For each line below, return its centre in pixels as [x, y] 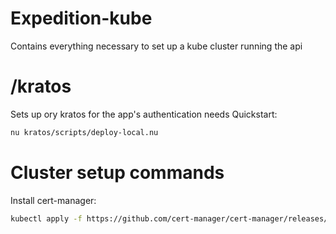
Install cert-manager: [53, 200]
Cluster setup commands [117, 172]
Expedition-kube [81, 18]
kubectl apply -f [46, 218]
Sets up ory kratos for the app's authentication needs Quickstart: [144, 114]
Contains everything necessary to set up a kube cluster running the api [156, 46]
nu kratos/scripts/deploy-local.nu [84, 132]
